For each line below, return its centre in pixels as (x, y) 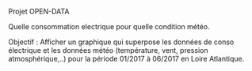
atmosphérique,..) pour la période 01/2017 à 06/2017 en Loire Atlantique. (126, 59)
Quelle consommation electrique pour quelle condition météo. (109, 26)
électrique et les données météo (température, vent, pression (108, 50)
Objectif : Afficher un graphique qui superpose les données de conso (121, 42)
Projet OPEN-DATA (39, 11)
